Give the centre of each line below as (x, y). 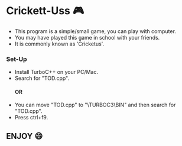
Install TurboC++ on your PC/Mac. (56, 72)
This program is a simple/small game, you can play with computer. (95, 31)
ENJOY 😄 (25, 136)
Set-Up (17, 59)
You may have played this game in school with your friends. (87, 37)
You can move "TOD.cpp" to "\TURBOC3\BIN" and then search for (95, 105)
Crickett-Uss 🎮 (45, 11)
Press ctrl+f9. (31, 118)
